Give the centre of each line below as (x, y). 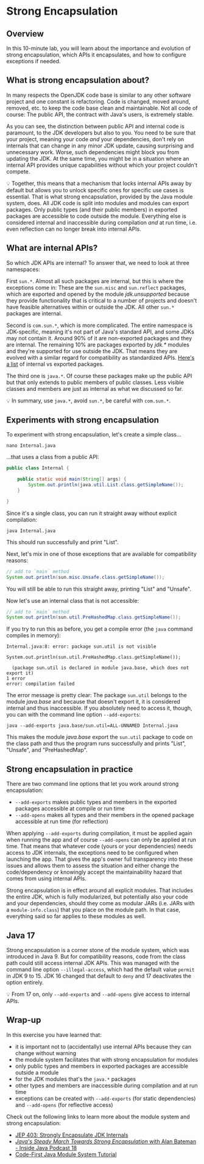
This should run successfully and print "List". (62, 542)
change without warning (46, 1053)
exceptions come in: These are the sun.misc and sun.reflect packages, (97, 287)
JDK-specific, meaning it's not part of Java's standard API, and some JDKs (100, 331)
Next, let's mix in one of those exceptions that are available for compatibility (101, 554)
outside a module (37, 1072)
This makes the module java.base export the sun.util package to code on (100, 737)
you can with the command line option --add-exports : (74, 715)
